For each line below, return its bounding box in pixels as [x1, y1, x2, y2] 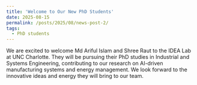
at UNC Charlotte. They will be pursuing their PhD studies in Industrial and [6, 53, 190, 61]
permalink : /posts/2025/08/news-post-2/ [6, 20, 109, 26]
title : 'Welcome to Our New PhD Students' [6, 8, 114, 15]
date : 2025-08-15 [6, 14, 50, 20]
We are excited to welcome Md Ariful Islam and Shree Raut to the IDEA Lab [6, 47, 191, 54]
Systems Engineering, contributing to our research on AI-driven [6, 60, 163, 67]
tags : [6, 25, 20, 32]
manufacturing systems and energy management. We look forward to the [6, 66, 187, 73]
